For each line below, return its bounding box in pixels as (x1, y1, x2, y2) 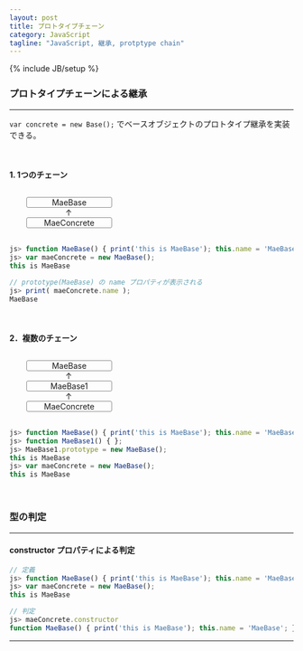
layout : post (9, 13, 59, 23)
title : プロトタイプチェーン (9, 22, 106, 31)
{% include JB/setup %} (9, 63, 99, 74)
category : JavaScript (9, 30, 91, 39)
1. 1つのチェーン (9, 169, 68, 181)
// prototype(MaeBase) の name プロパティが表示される (9, 278, 203, 287)
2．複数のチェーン (9, 332, 78, 344)
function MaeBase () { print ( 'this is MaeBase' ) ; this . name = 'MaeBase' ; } (9, 623, 297, 633)
